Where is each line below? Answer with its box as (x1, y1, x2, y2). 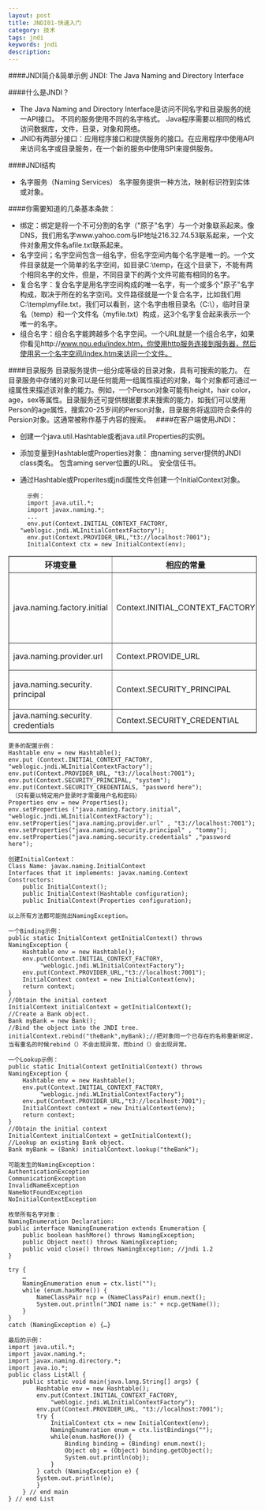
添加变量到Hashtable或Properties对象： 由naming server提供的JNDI (19, 449, 241, 457)
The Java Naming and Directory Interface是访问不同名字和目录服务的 (19, 104, 244, 114)
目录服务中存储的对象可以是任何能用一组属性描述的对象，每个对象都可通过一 (8, 375, 257, 385)
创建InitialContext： (8, 856, 76, 863)
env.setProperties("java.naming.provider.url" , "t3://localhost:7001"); (8, 819, 256, 827)
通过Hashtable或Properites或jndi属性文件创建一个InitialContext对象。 (19, 475, 244, 484)
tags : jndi (8, 33, 44, 42)
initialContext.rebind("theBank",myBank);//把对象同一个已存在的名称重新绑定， (8, 1032, 256, 1040)
